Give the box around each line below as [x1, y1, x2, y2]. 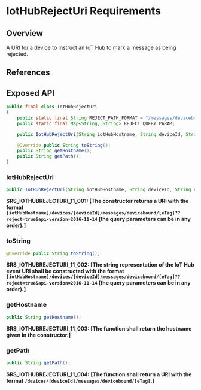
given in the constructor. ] [6, 331, 71, 338]
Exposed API [6, 88, 55, 98]
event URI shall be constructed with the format [6, 268, 124, 275]
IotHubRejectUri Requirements [6, 4, 162, 18]
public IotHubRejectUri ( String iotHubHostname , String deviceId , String [6, 187, 191, 193]
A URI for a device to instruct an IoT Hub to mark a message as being [6, 44, 176, 51]
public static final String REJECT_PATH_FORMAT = [17, 115, 144, 121]
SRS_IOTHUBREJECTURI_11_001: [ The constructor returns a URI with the [6, 198, 189, 205]
